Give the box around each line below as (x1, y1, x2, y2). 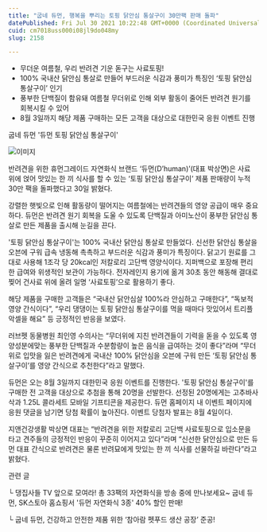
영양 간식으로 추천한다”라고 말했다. (37, 361, 145, 371)
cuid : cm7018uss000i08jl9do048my (8, 26, 119, 34)
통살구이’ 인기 (19, 83, 63, 93)
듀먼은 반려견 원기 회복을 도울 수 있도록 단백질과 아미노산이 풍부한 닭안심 (25, 211, 250, 220)
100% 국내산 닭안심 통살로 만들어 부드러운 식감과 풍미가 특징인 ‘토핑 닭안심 (19, 73, 253, 83)
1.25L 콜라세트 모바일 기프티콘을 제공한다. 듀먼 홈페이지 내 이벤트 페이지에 (22, 398, 253, 407)
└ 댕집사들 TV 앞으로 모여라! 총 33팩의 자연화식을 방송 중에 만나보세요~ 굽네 (8, 488, 246, 498)
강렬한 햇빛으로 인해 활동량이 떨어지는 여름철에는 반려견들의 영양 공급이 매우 (8, 200, 244, 211)
